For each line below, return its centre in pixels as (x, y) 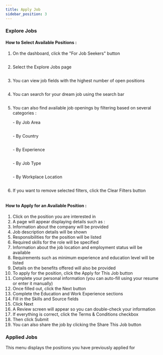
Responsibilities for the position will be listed (57, 237)
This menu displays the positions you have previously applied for (70, 348)
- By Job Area (26, 122)
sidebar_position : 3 (26, 14)
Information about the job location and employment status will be (77, 247)
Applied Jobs (22, 337)
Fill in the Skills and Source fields (46, 299)
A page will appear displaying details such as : (59, 221)
